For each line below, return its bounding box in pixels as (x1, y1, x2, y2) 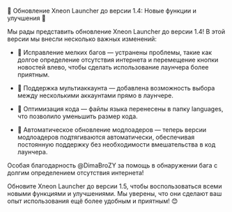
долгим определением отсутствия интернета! (7, 169, 144, 177)
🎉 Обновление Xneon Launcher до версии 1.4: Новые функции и (7, 7, 196, 15)
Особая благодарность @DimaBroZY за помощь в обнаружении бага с (7, 161, 218, 170)
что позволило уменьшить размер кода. (17, 112, 138, 120)
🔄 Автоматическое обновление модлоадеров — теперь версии (17, 126, 207, 133)
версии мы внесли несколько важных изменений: (7, 35, 157, 43)
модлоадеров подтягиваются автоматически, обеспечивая (17, 133, 195, 141)
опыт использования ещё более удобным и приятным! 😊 (7, 197, 178, 205)
